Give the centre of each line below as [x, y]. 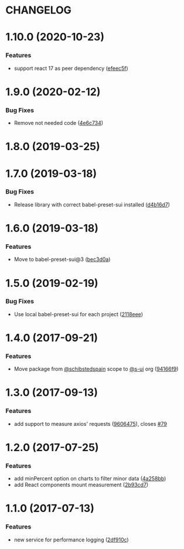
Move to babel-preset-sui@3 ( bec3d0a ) [62, 259]
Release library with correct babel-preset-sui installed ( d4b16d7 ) [92, 204]
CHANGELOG [38, 10]
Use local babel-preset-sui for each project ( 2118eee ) [78, 314]
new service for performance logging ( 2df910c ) [71, 540]
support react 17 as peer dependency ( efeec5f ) [71, 68]
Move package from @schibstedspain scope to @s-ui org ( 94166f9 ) [96, 369]
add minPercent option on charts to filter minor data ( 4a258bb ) [90, 479]
